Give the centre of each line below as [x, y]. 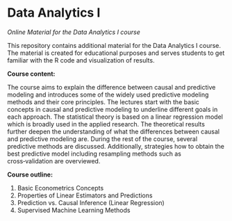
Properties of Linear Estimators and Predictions [85, 195]
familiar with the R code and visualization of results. [81, 60]
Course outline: [30, 174]
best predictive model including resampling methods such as [94, 154]
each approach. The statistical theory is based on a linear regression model [115, 117]
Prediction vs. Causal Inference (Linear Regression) [91, 202]
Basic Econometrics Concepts [60, 188]
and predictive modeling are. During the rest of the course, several [102, 139]
